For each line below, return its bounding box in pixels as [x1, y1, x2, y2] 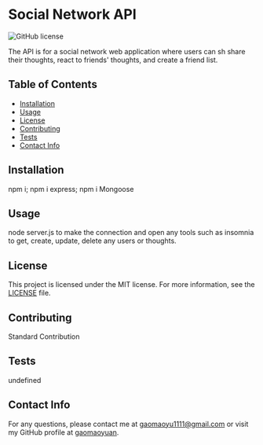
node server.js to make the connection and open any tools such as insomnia [8, 228, 254, 237]
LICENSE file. [8, 289, 51, 298]
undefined [8, 375, 42, 384]
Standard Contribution [8, 332, 80, 341]
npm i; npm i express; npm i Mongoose [8, 184, 134, 193]
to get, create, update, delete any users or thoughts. [8, 236, 177, 245]
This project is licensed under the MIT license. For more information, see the [8, 280, 255, 289]
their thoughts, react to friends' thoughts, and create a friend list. [8, 55, 218, 64]
